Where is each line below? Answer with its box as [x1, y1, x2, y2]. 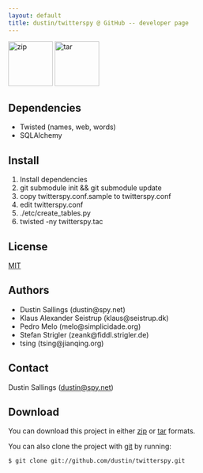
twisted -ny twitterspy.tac [19, 217, 103, 227]
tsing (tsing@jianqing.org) [19, 338, 104, 348]
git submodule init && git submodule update [19, 183, 162, 193]
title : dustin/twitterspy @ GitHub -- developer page [8, 19, 190, 27]
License [8, 239, 48, 254]
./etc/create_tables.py [19, 208, 91, 218]
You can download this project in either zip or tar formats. [8, 426, 196, 436]
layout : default [8, 11, 62, 20]
